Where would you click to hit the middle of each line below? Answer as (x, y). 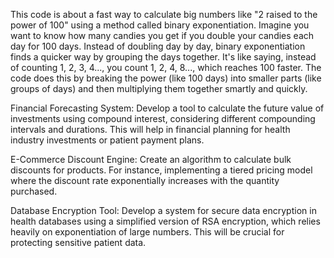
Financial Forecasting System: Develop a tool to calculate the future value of (167, 108)
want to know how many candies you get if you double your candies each (162, 35)
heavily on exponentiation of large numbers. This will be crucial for (147, 232)
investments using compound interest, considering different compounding (163, 118)
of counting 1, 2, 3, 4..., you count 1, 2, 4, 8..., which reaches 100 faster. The (166, 67)
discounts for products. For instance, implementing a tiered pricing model (161, 170)
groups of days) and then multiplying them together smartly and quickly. (159, 88)
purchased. (34, 191)
